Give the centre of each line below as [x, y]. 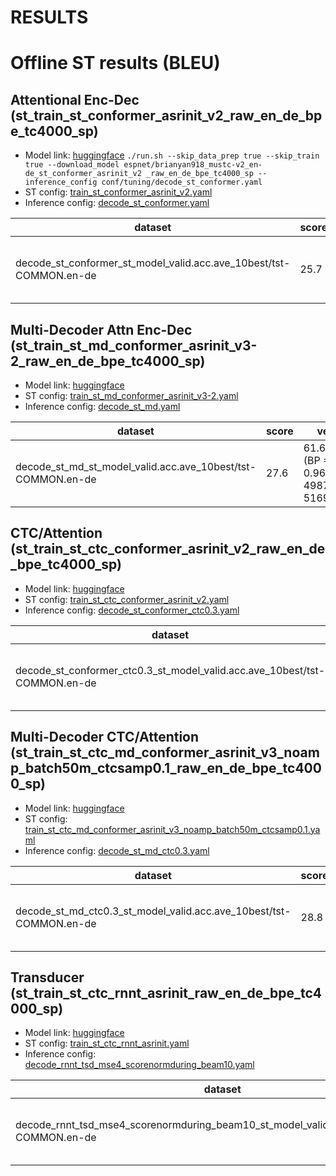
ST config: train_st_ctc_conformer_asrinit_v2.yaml [127, 599]
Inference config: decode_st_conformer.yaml [117, 203]
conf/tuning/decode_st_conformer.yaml [182, 182]
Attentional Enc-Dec [75, 99]
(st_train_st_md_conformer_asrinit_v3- [134, 345]
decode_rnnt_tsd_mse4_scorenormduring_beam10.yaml [139, 1065]
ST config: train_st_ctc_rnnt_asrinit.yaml [107, 1043]
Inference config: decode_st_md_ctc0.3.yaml [117, 850]
